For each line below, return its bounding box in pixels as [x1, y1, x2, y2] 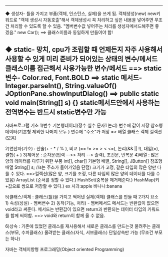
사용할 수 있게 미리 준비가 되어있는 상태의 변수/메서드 [5, 55, 158, 63]
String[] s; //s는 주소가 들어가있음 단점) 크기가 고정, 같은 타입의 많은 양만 [14, 164, 156, 170]
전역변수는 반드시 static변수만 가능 [5, 108, 106, 117]
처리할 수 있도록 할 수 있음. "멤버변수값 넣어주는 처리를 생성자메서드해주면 [10, 23, 154, 29]
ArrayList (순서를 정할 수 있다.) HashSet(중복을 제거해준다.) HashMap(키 [15, 176, 159, 183]
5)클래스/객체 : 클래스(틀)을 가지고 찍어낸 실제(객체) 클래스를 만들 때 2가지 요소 [5, 193, 159, 199]
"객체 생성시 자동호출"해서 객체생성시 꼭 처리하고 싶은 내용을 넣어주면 [18, 17, 153, 23]
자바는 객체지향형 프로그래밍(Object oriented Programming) [5, 246, 124, 252]
